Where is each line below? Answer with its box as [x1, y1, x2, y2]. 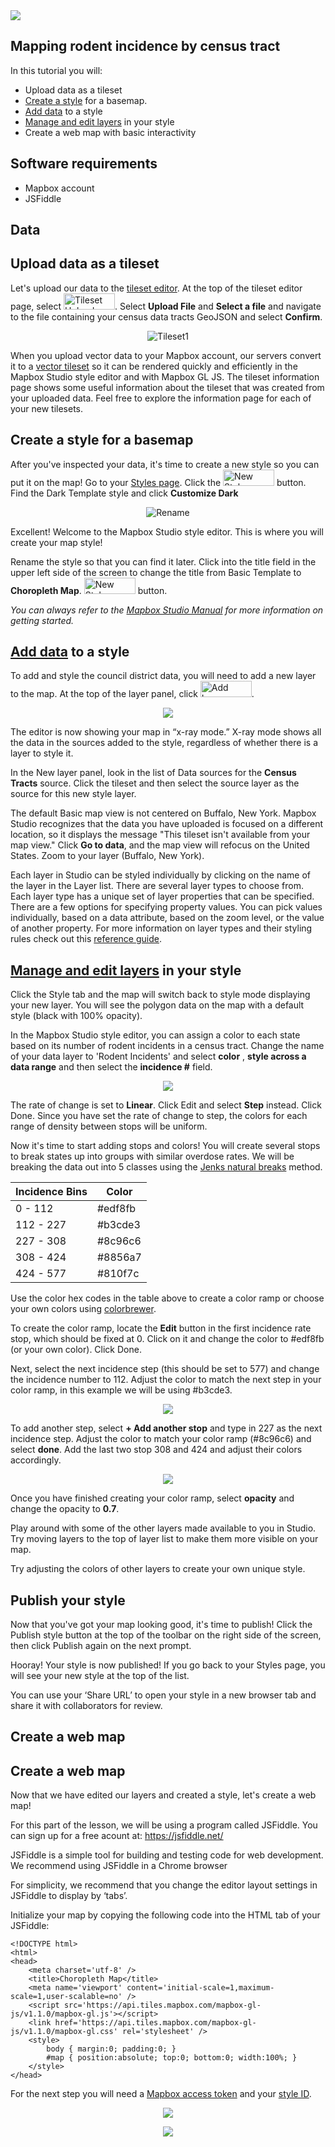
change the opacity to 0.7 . [10, 1503, 120, 1515]
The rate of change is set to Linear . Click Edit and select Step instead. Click [10, 1099, 322, 1111]
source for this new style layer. [10, 788, 137, 800]
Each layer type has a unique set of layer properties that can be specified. [10, 890, 315, 903]
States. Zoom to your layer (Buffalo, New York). [10, 850, 205, 862]
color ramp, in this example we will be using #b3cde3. [10, 1384, 233, 1396]
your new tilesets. [10, 402, 83, 414]
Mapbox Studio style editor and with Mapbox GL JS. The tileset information [10, 370, 320, 383]
